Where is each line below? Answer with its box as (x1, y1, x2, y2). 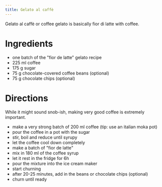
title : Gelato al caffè (5, 7, 54, 12)
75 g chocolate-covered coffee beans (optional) (12, 70, 109, 76)
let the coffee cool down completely (12, 139, 85, 146)
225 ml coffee (12, 60, 41, 66)
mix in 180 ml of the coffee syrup (12, 150, 79, 156)
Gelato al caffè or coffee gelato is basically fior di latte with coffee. (5, 21, 139, 27)
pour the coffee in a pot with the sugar (12, 129, 90, 135)
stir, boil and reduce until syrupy (12, 134, 78, 140)
